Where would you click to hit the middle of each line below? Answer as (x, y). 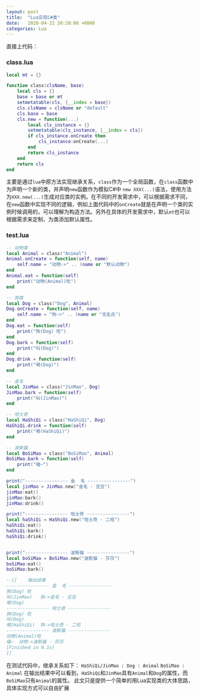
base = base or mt (40, 97)
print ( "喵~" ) (33, 465)
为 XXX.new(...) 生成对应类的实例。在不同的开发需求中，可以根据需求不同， (98, 197)
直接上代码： (22, 46)
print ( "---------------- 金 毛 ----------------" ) (71, 481)
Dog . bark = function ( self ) (40, 342)
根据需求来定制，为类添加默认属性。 (51, 220)
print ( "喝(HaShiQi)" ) (43, 431)
